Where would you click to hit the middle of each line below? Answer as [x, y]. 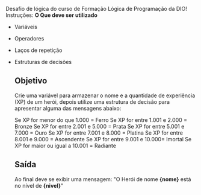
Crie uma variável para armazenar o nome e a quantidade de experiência [105, 95]
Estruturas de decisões [43, 62]
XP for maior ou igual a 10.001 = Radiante [65, 145]
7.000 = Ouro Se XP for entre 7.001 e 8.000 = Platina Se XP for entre [98, 133]
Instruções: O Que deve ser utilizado [51, 15]
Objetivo [31, 81]
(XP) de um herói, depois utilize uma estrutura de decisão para [92, 101]
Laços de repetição [38, 50]
